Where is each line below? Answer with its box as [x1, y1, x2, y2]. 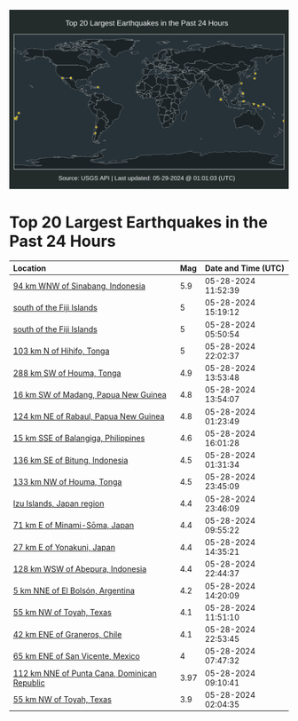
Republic [12, 677, 46, 688]
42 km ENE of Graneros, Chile [12, 629, 122, 639]
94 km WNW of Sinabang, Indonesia [12, 281, 146, 291]
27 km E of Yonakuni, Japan [12, 542, 115, 552]
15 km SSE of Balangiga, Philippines [12, 432, 145, 444]
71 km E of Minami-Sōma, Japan [12, 520, 135, 531]
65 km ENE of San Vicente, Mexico [12, 650, 140, 662]
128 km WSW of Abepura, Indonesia [12, 563, 147, 574]
